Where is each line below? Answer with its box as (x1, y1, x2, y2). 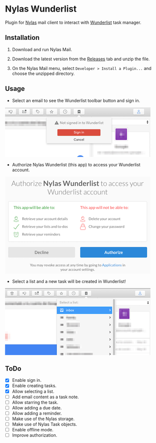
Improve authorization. (12, 432, 57, 438)
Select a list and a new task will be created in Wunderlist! (12, 278, 126, 284)
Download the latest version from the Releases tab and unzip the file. (12, 56, 150, 62)
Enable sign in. (12, 377, 42, 383)
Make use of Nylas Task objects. (12, 421, 78, 427)
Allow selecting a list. (12, 388, 55, 394)
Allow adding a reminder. (12, 410, 62, 416)
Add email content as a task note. (12, 394, 79, 400)
